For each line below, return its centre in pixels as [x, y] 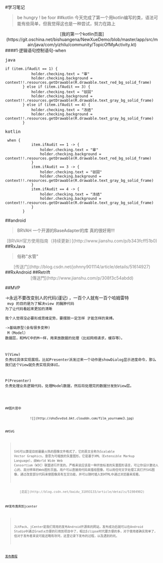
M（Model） [17, 333]
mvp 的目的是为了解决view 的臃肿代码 [41, 304]
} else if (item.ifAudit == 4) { [57, 105]
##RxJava [15, 246]
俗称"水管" [28, 256]
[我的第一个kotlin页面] [82, 34]
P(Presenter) [18, 381]
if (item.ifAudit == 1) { [31, 69]
